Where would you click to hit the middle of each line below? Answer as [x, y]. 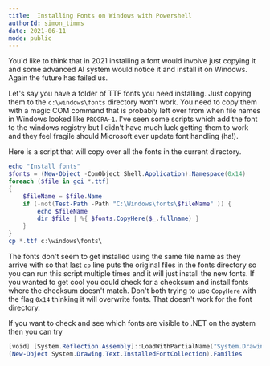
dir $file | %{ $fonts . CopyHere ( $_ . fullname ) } [118, 219]
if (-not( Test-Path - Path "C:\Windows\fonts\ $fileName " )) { [127, 204]
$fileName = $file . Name [63, 196]
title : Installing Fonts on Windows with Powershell [100, 16]
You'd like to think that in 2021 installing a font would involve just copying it [132, 61]
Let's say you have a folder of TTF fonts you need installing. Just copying [130, 94]
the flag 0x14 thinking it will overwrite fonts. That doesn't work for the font [130, 299]
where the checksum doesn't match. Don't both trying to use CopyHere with [133, 291]
